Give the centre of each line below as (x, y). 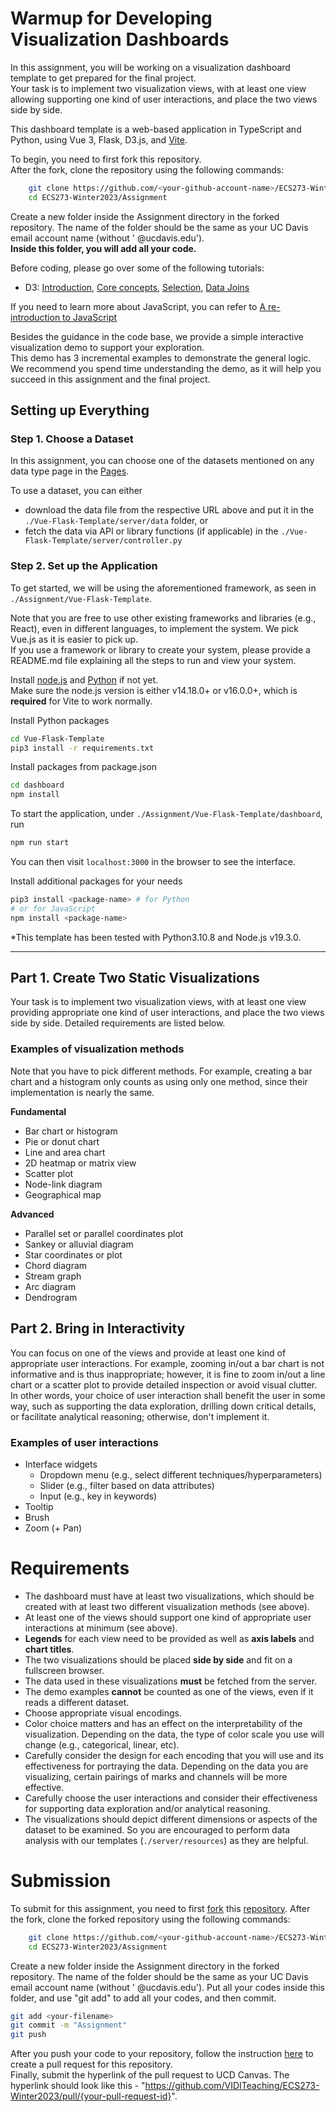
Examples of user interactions (84, 1442)
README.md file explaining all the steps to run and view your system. (153, 660)
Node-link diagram (63, 1184)
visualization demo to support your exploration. (107, 347)
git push (28, 2035)
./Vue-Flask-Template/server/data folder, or (116, 521)
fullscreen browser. (64, 1670)
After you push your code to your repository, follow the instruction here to (162, 2054)
